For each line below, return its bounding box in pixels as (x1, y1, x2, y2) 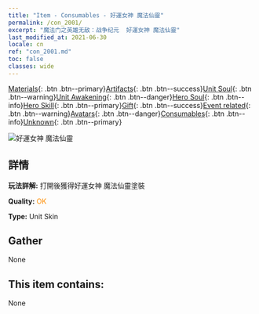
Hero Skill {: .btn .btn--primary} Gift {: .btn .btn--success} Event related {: (23, 100, 251, 110)
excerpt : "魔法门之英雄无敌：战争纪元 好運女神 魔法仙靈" (8, 26, 181, 34)
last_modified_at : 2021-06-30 (8, 33, 108, 42)
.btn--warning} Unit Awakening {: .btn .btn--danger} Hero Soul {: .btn (8, 92, 224, 102)
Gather (8, 234, 43, 247)
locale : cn (8, 41, 44, 49)
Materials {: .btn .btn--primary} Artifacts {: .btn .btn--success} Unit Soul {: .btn (8, 84, 253, 93)
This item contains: (8, 277, 104, 291)
